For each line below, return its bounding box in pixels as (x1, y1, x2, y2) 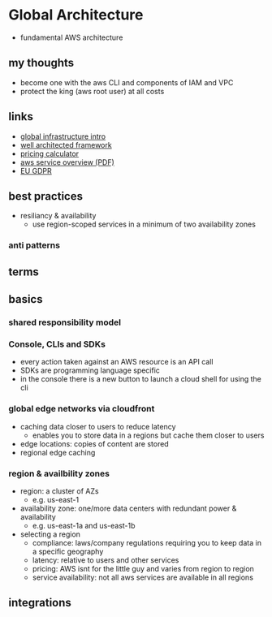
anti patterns (8, 239, 61, 251)
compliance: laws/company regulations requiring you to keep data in (32, 537, 262, 547)
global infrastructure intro (19, 132, 106, 141)
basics (8, 292, 43, 306)
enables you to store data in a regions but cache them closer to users (32, 430, 265, 440)
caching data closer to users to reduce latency (19, 421, 176, 431)
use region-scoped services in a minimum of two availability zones (32, 219, 256, 229)
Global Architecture (8, 6, 144, 24)
